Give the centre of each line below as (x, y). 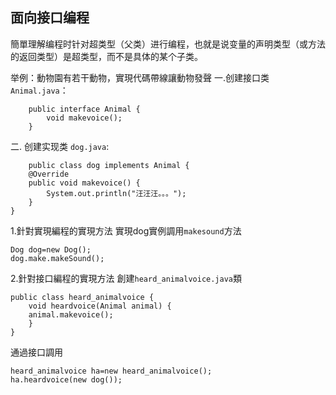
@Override (49, 174)
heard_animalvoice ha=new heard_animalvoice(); (111, 371)
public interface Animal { (84, 109)
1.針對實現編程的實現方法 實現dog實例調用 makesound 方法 (126, 230)
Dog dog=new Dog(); (51, 249)
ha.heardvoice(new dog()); (66, 379)
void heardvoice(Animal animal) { (100, 306)
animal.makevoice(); (71, 314)
